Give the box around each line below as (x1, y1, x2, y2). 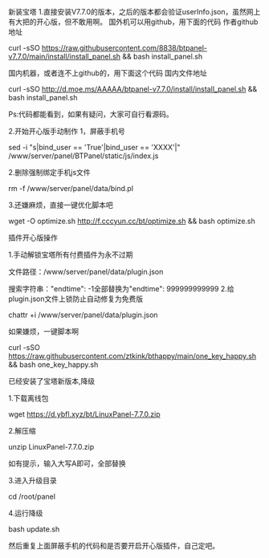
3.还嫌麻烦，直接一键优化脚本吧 (8, 200, 114, 210)
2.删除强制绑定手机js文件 (8, 168, 91, 177)
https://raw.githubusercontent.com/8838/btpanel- (41, 43, 207, 52)
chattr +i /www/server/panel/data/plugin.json (8, 310, 158, 320)
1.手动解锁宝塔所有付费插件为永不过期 (8, 250, 133, 259)
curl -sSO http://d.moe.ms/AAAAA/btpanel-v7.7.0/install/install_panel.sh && (8, 84, 258, 94)
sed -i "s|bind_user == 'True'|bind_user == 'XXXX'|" (8, 143, 181, 152)
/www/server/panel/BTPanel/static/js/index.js (8, 151, 159, 161)
